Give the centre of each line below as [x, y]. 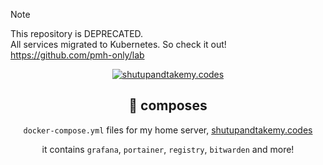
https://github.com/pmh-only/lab [77, 55]
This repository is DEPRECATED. [77, 33]
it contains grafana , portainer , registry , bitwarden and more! [168, 149]
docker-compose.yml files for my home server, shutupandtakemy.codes [168, 130]
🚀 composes [168, 105]
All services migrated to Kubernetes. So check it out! [118, 44]
